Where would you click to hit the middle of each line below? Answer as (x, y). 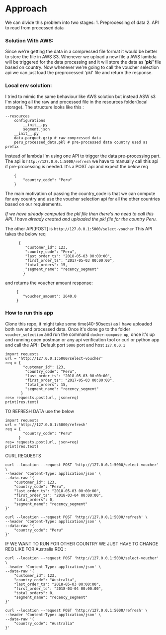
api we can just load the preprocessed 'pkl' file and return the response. (79, 73)
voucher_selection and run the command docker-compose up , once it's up (80, 334)
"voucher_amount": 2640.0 (50, 296)
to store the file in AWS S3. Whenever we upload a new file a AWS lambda (81, 57)
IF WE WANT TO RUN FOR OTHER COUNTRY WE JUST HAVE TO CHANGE (82, 543)
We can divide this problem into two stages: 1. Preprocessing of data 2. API (82, 22)
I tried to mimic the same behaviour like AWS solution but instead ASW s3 (80, 96)
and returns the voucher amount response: (49, 283)
